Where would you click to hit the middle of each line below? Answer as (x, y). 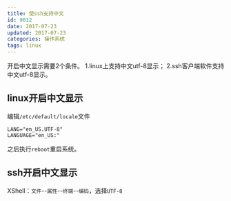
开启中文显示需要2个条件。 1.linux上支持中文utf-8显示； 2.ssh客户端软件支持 (116, 66)
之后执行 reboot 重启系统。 (44, 149)
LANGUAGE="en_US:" (33, 135)
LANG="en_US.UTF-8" (35, 129)
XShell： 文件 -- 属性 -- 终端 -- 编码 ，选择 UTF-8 (65, 191)
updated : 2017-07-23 (37, 33)
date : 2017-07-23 (32, 26)
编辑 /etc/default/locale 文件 (49, 116)
